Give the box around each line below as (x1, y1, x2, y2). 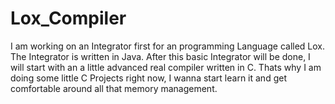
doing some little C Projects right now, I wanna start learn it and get (10, 72, 287, 84)
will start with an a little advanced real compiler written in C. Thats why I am (10, 61, 322, 73)
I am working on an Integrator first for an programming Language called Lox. (10, 40, 326, 52)
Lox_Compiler (10, 7, 127, 30)
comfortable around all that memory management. (10, 82, 218, 94)
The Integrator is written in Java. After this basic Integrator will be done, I (10, 50, 311, 62)
